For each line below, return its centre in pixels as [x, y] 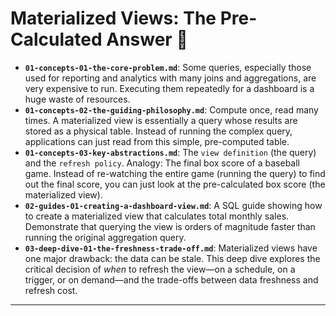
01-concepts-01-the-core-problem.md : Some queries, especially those [168, 67]
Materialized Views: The [113, 18]
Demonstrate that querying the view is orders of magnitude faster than [170, 226]
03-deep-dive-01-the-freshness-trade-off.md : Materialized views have [171, 248]
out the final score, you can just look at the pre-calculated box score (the [175, 184]
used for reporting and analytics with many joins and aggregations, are [170, 78]
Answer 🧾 [147, 39]
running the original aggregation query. [105, 237]
